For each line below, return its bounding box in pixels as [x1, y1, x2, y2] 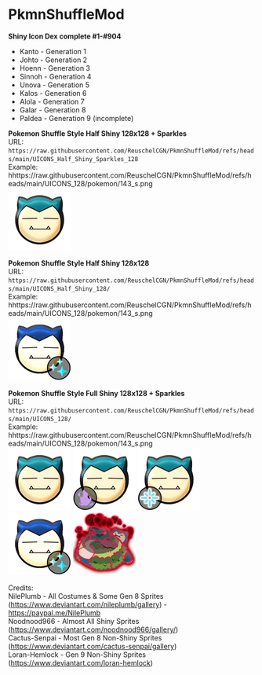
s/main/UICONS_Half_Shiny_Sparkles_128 [8, 155, 139, 163]
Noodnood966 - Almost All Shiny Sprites [8, 616, 140, 625]
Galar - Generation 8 [19, 105, 86, 115]
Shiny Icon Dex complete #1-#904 [8, 31, 122, 41]
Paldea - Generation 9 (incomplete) [19, 113, 134, 123]
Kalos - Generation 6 [19, 88, 87, 97]
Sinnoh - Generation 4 [19, 72, 92, 81]
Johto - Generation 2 [19, 55, 88, 64]
